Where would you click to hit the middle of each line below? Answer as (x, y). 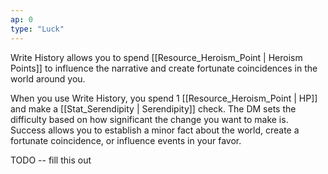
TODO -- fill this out (51, 160)
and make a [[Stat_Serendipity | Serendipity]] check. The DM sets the (153, 108)
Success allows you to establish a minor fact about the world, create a (155, 130)
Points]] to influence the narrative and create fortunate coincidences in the (164, 68)
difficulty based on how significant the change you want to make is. (149, 119)
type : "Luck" (37, 29)
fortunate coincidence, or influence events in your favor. (126, 140)
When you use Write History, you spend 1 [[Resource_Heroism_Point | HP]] (164, 98)
